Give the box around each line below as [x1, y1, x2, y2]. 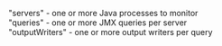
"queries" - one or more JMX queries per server [8, 17, 188, 28]
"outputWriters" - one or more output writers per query [8, 27, 213, 37]
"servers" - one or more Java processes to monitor [8, 8, 199, 18]
